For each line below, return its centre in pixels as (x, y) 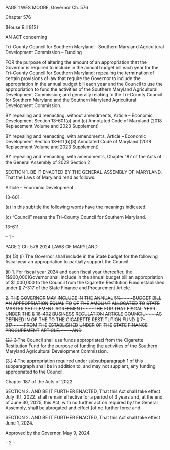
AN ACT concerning (26, 37)
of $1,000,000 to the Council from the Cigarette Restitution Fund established (85, 283)
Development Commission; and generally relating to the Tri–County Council (84, 95)
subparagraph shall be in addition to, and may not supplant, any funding (80, 366)
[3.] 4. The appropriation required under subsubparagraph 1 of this (74, 361)
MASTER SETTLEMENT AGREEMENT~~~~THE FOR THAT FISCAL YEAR (80, 309)
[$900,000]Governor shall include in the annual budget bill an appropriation (84, 277)
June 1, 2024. (20, 423)
